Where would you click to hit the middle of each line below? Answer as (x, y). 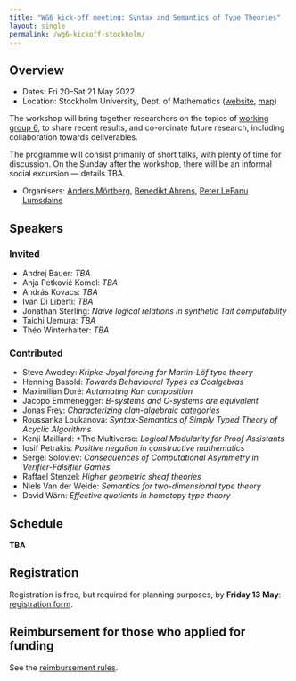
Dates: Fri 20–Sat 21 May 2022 (78, 92)
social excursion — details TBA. (67, 174)
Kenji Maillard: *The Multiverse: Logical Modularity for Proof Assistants (153, 439)
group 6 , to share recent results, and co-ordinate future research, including (147, 128)
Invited (25, 253)
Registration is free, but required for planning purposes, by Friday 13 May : (145, 595)
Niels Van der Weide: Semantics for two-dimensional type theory (141, 486)
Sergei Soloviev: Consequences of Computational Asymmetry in (140, 458)
